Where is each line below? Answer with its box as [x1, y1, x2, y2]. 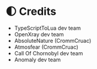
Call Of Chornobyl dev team [14, 49, 83, 57]
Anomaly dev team [14, 56, 61, 63]
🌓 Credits [5, 5, 56, 18]
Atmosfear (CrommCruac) [14, 43, 78, 51]
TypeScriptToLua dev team [14, 24, 81, 32]
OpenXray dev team [14, 30, 64, 37]
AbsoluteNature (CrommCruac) [14, 37, 92, 44]
